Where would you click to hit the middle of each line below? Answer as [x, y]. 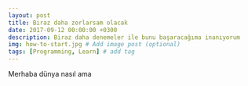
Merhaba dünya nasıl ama [50, 74]
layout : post [29, 15]
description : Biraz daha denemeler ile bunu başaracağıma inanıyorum [124, 37]
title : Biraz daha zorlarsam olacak [68, 23]
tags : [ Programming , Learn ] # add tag [71, 52]
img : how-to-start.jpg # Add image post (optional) [94, 45]
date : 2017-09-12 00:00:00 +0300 [63, 30]
